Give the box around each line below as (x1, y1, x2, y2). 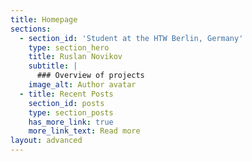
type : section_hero (28, 42, 110, 53)
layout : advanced (10, 136, 83, 146)
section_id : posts (28, 98, 105, 108)
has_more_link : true (28, 117, 114, 127)
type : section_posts (28, 107, 114, 118)
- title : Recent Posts (19, 89, 114, 99)
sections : (10, 24, 52, 34)
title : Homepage (10, 14, 78, 25)
